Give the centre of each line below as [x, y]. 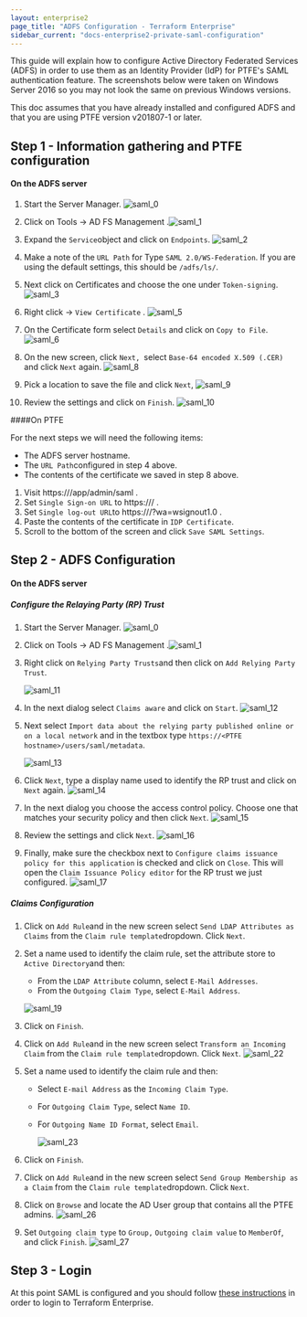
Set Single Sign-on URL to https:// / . [91, 502]
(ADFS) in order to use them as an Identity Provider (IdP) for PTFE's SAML [150, 70]
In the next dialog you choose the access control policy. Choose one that [161, 807]
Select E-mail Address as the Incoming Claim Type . [133, 1089]
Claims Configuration [53, 903]
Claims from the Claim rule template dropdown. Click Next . [134, 935]
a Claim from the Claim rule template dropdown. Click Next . [136, 1187]
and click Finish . [55, 1242]
